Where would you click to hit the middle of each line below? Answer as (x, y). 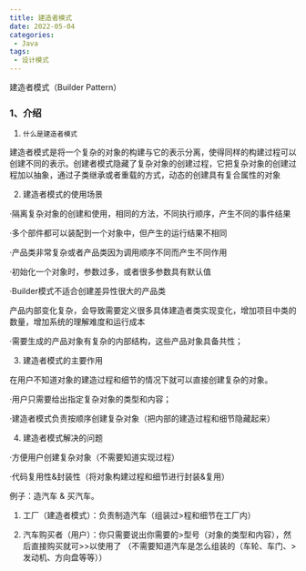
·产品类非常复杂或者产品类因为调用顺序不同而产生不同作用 (118, 252)
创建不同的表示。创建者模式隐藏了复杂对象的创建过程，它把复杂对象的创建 (149, 164)
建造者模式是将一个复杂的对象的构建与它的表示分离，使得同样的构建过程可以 (153, 152)
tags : (20, 52)
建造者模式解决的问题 (62, 438)
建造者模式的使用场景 (62, 194)
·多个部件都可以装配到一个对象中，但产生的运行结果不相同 (118, 233)
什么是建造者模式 (50, 134)
